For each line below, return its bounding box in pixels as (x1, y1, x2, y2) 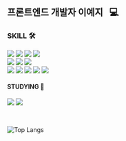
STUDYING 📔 (7, 82, 45, 91)
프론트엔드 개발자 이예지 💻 (7, 6, 119, 19)
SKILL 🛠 (7, 31, 36, 41)
